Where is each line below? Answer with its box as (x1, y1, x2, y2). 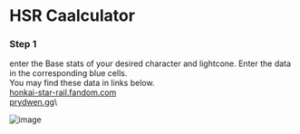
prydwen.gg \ (9, 97, 58, 108)
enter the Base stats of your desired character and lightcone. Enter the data (9, 58, 292, 69)
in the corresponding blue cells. (9, 68, 128, 79)
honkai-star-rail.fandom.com (9, 87, 117, 98)
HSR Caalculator (9, 5, 136, 26)
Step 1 (9, 38, 37, 51)
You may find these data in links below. (9, 78, 155, 89)
